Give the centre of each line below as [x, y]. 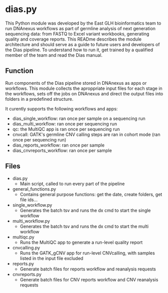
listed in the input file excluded [52, 258]
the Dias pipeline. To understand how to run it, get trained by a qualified [79, 50]
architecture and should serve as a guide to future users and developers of [82, 44]
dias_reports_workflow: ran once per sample [58, 145]
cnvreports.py [27, 274]
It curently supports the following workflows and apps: [61, 108]
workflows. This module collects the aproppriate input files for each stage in [84, 88]
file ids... [29, 200]
